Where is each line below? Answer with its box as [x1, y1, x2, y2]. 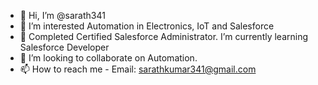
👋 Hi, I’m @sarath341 [19, 10, 106, 21]
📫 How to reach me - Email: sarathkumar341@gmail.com [19, 63, 257, 75]
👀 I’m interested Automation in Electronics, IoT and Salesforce [19, 20, 275, 32]
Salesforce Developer [19, 41, 110, 53]
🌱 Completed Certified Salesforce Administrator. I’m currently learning [19, 31, 309, 42]
